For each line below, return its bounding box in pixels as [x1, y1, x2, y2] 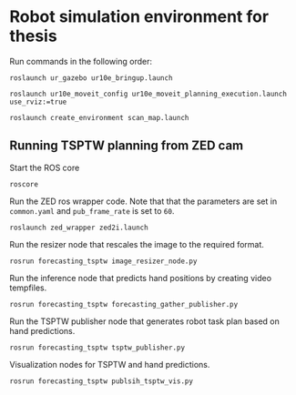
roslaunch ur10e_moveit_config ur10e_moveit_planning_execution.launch [9, 89, 287, 98]
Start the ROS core [9, 162, 80, 173]
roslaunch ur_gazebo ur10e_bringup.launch [9, 73, 173, 83]
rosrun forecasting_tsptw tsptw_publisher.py [9, 343, 185, 352]
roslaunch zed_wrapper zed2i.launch [9, 223, 148, 232]
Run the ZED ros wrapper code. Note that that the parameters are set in [9, 196, 278, 207]
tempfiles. [9, 282, 47, 293]
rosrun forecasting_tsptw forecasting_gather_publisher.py [9, 299, 239, 309]
